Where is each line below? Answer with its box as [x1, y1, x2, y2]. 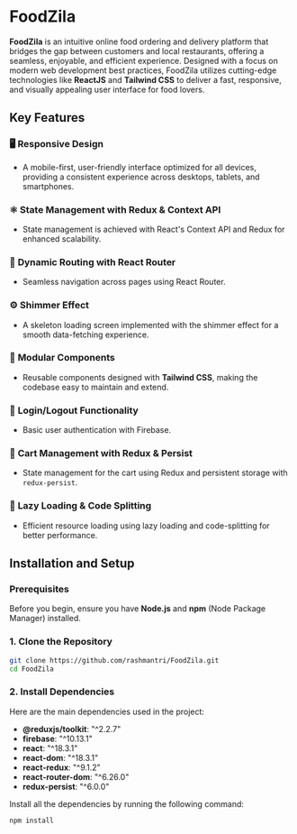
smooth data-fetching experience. [22, 329, 149, 340]
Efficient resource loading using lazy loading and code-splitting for [22, 520, 270, 531]
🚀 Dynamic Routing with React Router [9, 255, 176, 268]
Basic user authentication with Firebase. [22, 425, 172, 435]
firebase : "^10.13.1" [22, 733, 93, 744]
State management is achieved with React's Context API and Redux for [22, 224, 285, 234]
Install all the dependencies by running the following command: [9, 798, 245, 809]
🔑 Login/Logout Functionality [9, 404, 139, 417]
